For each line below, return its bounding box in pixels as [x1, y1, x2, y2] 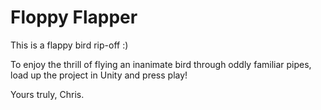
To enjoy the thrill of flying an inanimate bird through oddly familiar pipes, [10, 58, 312, 70]
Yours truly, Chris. [10, 88, 85, 100]
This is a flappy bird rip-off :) [10, 39, 129, 51]
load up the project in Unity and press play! [10, 69, 188, 81]
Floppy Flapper [10, 6, 138, 29]
